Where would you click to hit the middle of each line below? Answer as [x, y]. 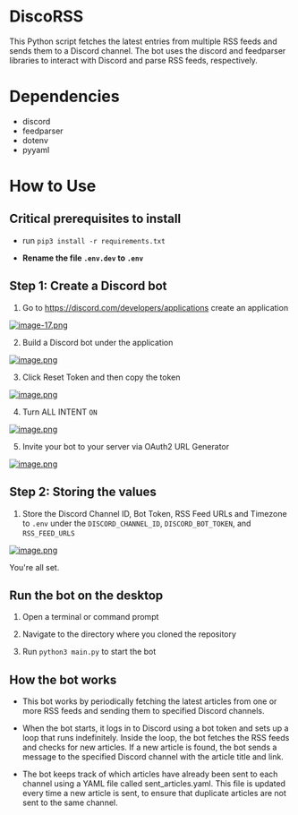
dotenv [35, 140]
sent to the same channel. [70, 802]
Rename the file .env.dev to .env [83, 258]
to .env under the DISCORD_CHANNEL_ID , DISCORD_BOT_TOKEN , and [136, 523]
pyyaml [36, 150]
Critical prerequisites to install [95, 219]
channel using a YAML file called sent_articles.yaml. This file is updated [154, 784]
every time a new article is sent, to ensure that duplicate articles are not [154, 794]
